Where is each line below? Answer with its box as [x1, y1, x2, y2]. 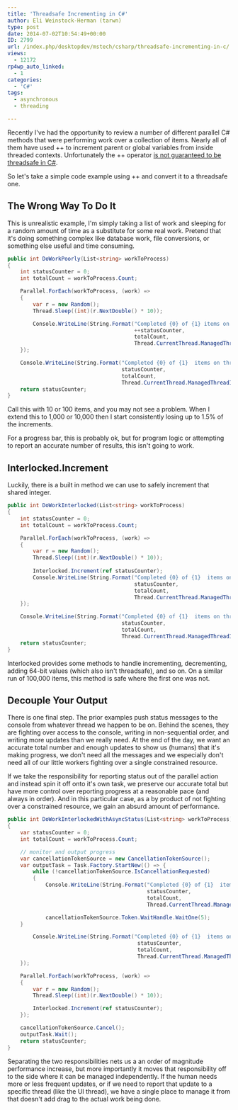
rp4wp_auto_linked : [7, 63, 65, 70]
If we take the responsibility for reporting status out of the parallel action [7, 772, 219, 781]
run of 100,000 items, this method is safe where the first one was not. [7, 674, 210, 682]
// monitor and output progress [20, 848, 115, 856]
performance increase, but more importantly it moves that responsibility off [7, 1064, 227, 1073]
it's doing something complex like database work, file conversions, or [7, 234, 210, 242]
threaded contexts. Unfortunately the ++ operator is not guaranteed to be [7, 150, 222, 159]
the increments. [7, 420, 53, 429]
